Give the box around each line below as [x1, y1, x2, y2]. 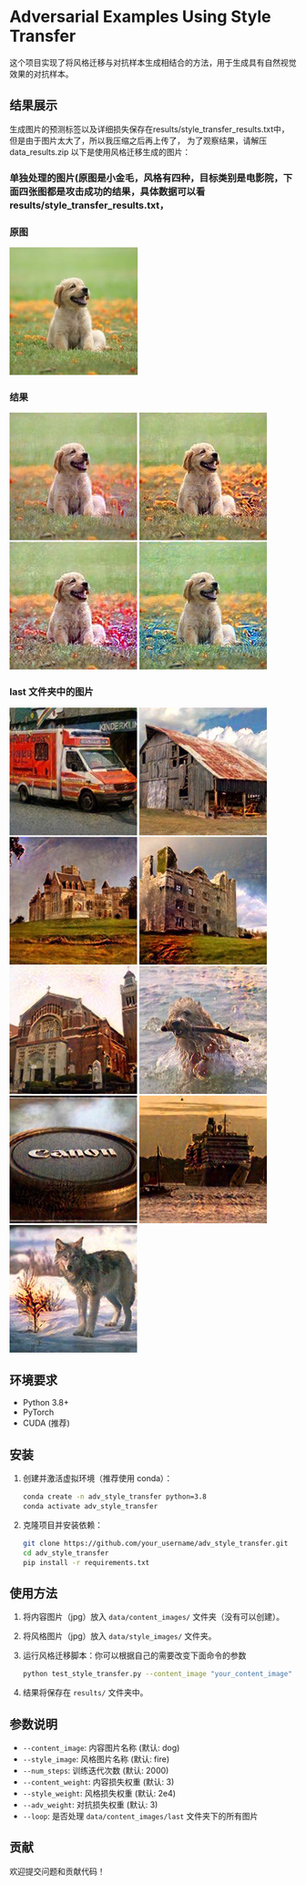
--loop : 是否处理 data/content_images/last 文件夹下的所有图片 [22, 1811, 259, 1822]
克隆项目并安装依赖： [22, 1519, 103, 1530]
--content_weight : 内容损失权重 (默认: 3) [22, 1777, 175, 1787]
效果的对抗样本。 [9, 68, 74, 79]
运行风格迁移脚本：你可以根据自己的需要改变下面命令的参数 [22, 1650, 247, 1661]
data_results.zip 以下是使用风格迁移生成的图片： [9, 146, 191, 157]
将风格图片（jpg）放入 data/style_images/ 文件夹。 [22, 1631, 217, 1642]
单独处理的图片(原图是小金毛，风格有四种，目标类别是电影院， [9, 171, 284, 184]
